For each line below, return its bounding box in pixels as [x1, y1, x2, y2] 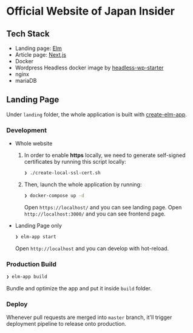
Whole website [15, 140, 53, 147]
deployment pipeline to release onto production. [6, 320, 126, 328]
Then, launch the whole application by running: [24, 181, 142, 188]
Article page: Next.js [15, 51, 67, 58]
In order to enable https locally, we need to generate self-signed [24, 152, 186, 159]
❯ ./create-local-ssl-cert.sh [24, 170, 101, 176]
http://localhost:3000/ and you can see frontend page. [24, 210, 166, 217]
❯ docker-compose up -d [24, 192, 85, 198]
